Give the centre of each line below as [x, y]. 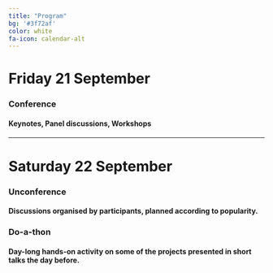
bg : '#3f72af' [32, 24]
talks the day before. [44, 260]
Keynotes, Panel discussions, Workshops [80, 123]
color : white [30, 31]
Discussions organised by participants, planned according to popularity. [133, 211]
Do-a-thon [30, 232]
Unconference [37, 192]
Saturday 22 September [91, 166]
